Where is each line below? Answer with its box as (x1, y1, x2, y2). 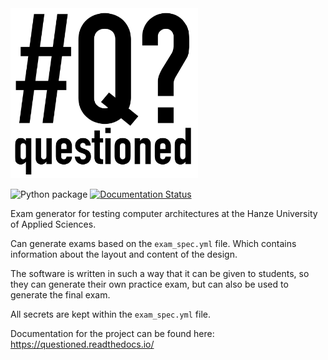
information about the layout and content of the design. (10, 248, 238, 261)
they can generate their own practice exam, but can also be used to (10, 278, 289, 291)
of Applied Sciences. (10, 218, 97, 231)
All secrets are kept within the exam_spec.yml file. (10, 308, 211, 321)
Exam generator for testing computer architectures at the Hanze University (10, 208, 318, 220)
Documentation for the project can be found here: (10, 328, 215, 340)
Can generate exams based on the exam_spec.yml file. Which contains (10, 238, 297, 250)
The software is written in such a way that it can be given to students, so (10, 268, 310, 280)
